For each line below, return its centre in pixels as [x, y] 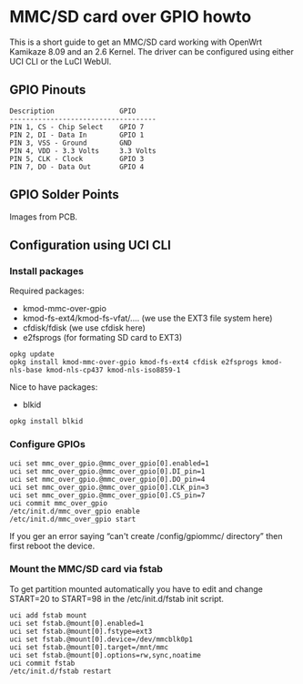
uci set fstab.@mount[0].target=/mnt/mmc [89, 647]
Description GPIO [73, 111]
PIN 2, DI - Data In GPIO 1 [77, 135]
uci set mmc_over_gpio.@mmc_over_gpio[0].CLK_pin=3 [109, 487]
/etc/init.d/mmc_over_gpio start [73, 519]
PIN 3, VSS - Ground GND [71, 143]
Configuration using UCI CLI [90, 245]
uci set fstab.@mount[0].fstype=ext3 [81, 631]
